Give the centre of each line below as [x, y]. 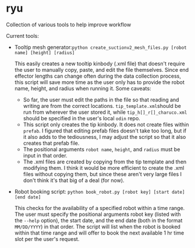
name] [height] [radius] [45, 53]
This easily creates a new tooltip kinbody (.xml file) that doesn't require [100, 64]
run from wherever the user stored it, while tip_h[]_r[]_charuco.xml [105, 112]
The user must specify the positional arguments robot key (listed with [98, 214]
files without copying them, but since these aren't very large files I [102, 174]
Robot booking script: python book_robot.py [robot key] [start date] [100, 191]
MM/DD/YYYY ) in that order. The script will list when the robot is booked [97, 226]
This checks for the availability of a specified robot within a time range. [100, 208]
